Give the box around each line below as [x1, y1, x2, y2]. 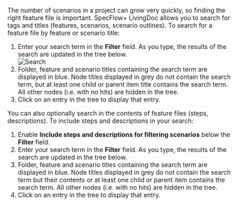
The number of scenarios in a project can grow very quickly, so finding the [7, 6, 226, 14]
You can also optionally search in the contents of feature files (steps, [7, 109, 208, 117]
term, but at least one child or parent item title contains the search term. [17, 80, 229, 88]
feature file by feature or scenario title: [7, 28, 120, 37]
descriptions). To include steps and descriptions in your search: [7, 116, 194, 125]
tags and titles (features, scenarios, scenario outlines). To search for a [7, 21, 213, 29]
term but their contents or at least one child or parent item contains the [17, 175, 225, 184]
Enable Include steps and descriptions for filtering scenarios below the [17, 131, 231, 139]
